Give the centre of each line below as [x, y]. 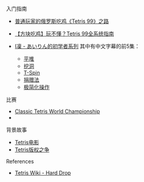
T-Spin [32, 73]
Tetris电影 [27, 142]
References [20, 161]
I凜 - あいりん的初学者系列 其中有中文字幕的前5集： [77, 46]
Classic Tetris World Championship [57, 111]
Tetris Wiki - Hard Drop [43, 173]
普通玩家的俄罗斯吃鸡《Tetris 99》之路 [62, 21]
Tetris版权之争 [32, 150]
